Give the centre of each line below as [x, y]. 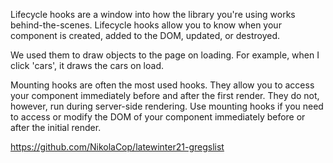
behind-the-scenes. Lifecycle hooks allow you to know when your [146, 25]
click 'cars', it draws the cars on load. [87, 65]
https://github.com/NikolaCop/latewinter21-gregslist [117, 147]
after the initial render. [56, 127]
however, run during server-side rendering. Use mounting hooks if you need [167, 106]
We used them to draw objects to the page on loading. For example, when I [165, 55]
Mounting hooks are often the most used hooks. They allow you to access [162, 85]
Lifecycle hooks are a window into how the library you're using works [153, 14]
